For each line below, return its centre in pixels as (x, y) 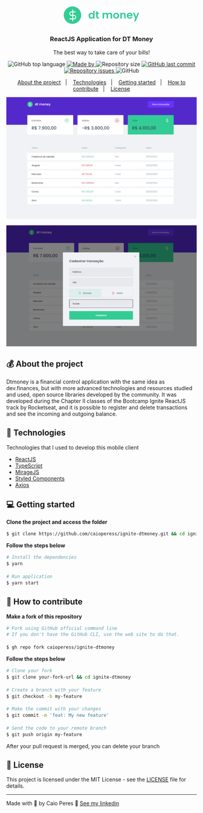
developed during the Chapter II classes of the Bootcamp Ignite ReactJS (96, 401)
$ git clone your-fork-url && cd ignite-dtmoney (69, 677)
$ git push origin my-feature (44, 734)
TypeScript (29, 465)
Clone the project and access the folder (57, 522)
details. (15, 786)
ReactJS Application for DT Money (101, 39)
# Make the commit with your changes (54, 709)
